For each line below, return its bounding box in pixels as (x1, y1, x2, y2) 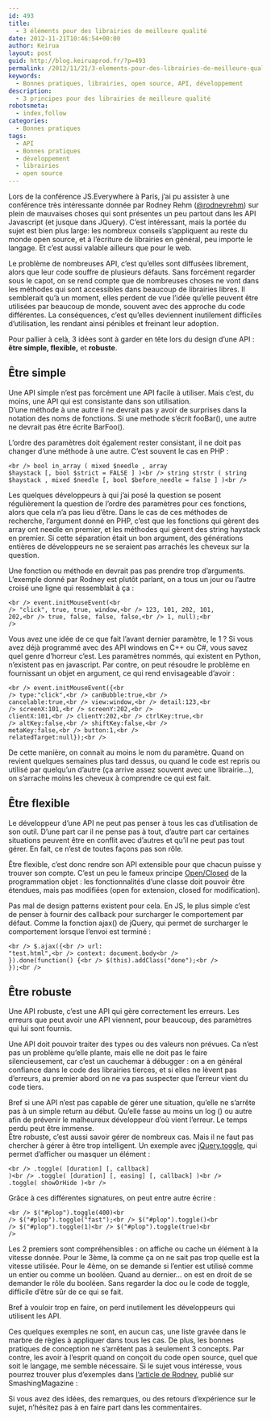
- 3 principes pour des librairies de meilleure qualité (15, 94, 211, 103)
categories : (8, 117, 48, 125)
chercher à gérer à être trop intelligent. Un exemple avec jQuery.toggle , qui (8, 1141, 258, 1150)
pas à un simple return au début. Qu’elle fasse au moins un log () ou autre (8, 1107, 252, 1116)
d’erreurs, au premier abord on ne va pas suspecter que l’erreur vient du (8, 1074, 248, 1083)
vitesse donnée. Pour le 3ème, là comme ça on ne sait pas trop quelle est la (8, 1253, 260, 1263)
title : (8, 19, 31, 27)
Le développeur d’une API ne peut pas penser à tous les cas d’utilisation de (8, 818, 258, 827)
